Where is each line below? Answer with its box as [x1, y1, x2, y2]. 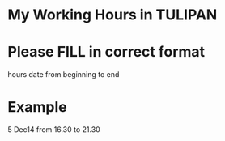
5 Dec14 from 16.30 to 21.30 [7, 125, 100, 135]
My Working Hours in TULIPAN [7, 6, 218, 24]
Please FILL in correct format [7, 43, 206, 62]
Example [7, 98, 67, 117]
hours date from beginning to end [7, 70, 120, 79]
